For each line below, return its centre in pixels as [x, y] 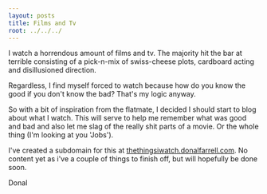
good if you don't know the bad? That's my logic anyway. [102, 94]
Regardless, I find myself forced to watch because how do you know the [127, 85]
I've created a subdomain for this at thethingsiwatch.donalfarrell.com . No [128, 150]
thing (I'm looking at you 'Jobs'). [61, 135]
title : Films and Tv [43, 23]
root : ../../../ [35, 30]
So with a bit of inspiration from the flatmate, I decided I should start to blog [132, 109]
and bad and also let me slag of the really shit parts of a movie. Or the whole [133, 127]
